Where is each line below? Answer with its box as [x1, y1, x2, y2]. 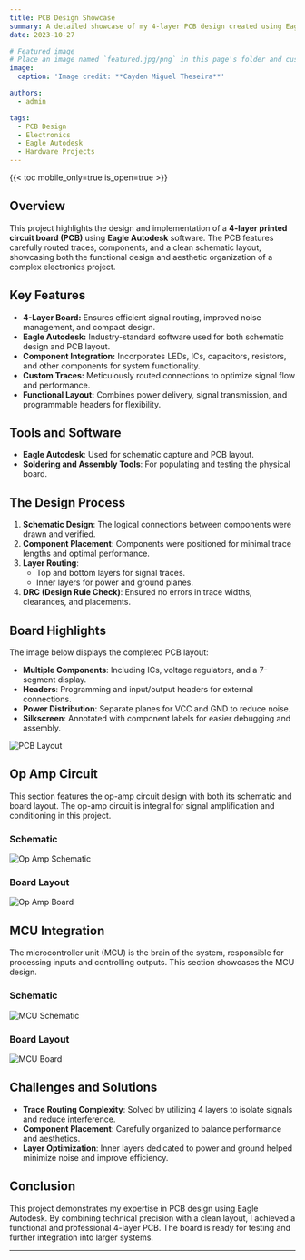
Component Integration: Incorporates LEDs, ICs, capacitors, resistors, [22, 350, 287, 361]
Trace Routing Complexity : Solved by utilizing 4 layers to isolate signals [22, 1104, 293, 1114]
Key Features [9, 287, 86, 303]
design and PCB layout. [22, 340, 111, 351]
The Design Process [9, 495, 125, 510]
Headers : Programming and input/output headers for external [22, 684, 254, 695]
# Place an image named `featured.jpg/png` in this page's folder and [9, 55, 282, 65]
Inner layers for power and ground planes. [35, 577, 193, 588]
